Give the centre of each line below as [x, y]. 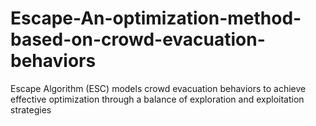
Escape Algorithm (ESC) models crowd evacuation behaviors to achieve [158, 88]
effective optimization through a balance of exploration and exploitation [157, 99]
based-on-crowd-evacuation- [138, 39]
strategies [31, 109]
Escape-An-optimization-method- [156, 18]
